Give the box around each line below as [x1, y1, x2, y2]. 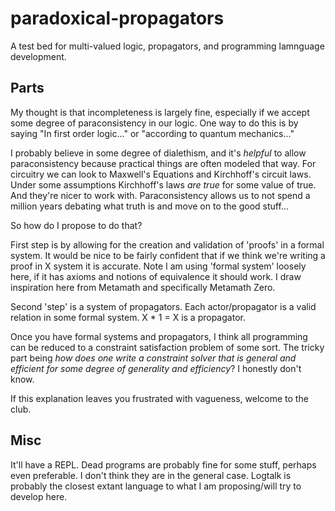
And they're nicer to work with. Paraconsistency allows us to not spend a [10, 189, 311, 201]
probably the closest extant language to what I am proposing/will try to [10, 480, 302, 492]
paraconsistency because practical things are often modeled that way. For [10, 157, 317, 169]
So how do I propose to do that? [10, 219, 143, 231]
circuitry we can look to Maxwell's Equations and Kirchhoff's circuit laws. [10, 168, 312, 180]
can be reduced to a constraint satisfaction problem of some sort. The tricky [10, 341, 325, 353]
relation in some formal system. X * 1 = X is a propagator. [10, 311, 246, 323]
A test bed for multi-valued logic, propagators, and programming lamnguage [10, 40, 325, 52]
